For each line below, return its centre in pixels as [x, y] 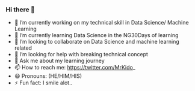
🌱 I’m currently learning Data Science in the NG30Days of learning [96, 35]
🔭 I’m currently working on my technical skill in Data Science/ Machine [101, 23]
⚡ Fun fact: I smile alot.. [43, 83]
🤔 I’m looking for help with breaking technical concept [81, 54]
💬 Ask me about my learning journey [59, 61]
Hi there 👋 [20, 10]
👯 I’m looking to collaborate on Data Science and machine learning [97, 42]
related [23, 48]
